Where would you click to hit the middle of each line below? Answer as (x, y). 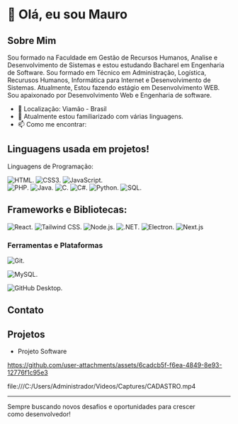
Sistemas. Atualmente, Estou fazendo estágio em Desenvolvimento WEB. (114, 87)
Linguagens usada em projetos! (79, 149)
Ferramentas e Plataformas (55, 245)
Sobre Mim (32, 41)
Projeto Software (42, 351)
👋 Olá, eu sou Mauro (67, 15)
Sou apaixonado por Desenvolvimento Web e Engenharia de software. (110, 95)
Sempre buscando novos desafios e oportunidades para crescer (102, 407)
